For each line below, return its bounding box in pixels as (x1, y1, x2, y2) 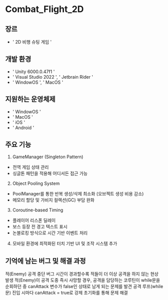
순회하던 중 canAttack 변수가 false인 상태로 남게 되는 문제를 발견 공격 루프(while (5, 283, 163, 289)
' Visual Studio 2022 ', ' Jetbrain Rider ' (12, 74, 94, 80)
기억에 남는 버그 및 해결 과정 (5, 256, 86, 265)
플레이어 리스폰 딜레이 (12, 217, 56, 223)
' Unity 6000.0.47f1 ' (12, 69, 55, 75)
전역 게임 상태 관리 (12, 164, 49, 170)
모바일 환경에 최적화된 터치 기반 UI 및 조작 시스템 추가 (12, 240, 117, 246)
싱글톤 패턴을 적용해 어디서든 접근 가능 (12, 170, 88, 176)
